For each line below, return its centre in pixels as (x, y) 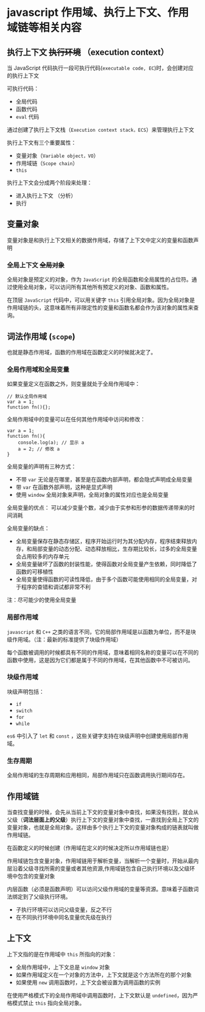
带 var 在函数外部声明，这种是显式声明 (64, 487)
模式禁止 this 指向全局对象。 (48, 1003)
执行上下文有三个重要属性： (42, 143)
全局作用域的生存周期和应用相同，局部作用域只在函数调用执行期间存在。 (97, 775)
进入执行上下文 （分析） (46, 195)
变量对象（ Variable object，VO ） (57, 155)
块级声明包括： (26, 691)
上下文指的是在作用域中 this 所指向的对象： (62, 954)
